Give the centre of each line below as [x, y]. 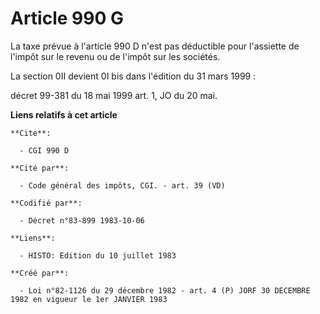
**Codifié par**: [46, 203]
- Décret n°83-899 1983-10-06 [82, 220]
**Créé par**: [40, 273]
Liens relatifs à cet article [64, 114]
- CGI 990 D [44, 150]
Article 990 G [67, 18]
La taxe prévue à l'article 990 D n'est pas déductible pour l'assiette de [155, 46]
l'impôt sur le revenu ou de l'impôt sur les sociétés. [115, 56]
